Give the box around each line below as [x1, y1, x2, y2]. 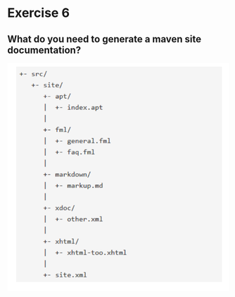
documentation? [7, 44, 82, 56]
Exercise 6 [7, 5, 70, 21]
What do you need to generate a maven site [7, 33, 202, 45]
